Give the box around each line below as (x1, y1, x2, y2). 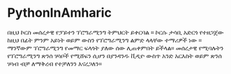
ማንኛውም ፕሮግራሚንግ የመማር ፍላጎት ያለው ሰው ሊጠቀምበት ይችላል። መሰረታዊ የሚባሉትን (7, 43, 224, 52)
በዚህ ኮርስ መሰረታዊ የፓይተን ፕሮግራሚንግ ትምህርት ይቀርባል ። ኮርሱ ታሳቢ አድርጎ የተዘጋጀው (7, 28, 225, 36)
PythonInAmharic (7, 5, 112, 21)
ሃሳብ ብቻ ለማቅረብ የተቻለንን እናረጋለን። (7, 59, 103, 68)
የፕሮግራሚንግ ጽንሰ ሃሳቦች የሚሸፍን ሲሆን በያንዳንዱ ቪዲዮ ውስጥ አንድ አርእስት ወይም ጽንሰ (7, 51, 222, 60)
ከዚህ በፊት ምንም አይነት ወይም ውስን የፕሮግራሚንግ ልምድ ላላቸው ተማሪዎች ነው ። (7, 36, 202, 44)
